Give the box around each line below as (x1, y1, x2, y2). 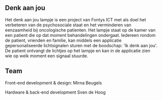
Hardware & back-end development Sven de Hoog (5, 89, 106, 95)
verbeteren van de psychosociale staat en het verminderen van (5, 22, 132, 28)
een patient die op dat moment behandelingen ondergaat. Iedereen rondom (5, 32, 156, 38)
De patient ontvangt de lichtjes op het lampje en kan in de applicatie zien (5, 48, 150, 53)
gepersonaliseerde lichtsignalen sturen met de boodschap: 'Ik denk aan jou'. (5, 42, 158, 48)
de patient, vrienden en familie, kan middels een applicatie (5, 37, 122, 43)
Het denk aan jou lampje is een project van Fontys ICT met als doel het (5, 17, 146, 22)
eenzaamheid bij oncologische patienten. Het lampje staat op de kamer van (5, 27, 156, 33)
